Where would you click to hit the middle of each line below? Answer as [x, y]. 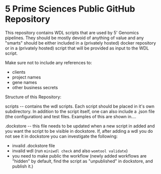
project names [26, 77]
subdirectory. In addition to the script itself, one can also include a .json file [80, 111]
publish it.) [23, 166]
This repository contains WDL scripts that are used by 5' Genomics [72, 32]
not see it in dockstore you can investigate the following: [61, 136]
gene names [24, 82]
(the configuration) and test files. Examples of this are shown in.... [71, 116]
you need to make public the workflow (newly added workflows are [79, 156]
